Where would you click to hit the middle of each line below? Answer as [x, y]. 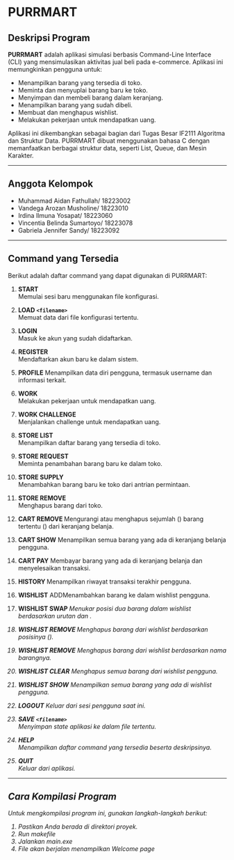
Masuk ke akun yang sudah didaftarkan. [75, 338]
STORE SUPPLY [41, 477]
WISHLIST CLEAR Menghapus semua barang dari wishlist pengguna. [118, 671]
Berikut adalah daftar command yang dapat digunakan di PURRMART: [108, 275]
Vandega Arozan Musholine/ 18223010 [73, 208]
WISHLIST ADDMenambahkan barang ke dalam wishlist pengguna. [114, 595]
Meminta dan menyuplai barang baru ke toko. [83, 90]
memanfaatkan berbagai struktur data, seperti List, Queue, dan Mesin [107, 148]
